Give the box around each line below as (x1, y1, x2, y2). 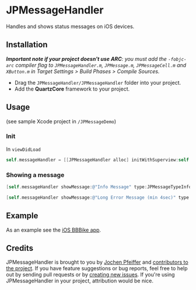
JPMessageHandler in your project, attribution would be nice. (6, 277, 153, 284)
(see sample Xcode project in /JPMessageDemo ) (6, 118, 117, 125)
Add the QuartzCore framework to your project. (14, 85, 130, 92)
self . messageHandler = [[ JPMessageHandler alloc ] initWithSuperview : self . (6, 157, 192, 163)
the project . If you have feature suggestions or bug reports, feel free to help (6, 265, 188, 272)
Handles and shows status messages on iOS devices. (6, 23, 135, 30)
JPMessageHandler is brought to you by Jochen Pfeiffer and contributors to (6, 258, 188, 266)
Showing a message (6, 171, 65, 179)
